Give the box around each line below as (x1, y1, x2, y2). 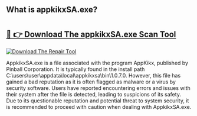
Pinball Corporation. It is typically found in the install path (6, 66, 145, 73)
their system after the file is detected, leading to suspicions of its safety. (6, 91, 182, 98)
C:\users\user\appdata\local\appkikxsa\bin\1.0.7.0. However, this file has (6, 72, 181, 79)
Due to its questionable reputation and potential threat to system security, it (6, 97, 189, 104)
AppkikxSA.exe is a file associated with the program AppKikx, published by (6, 59, 189, 66)
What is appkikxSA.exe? (6, 5, 98, 15)
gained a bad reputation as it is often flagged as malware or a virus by (6, 78, 176, 85)
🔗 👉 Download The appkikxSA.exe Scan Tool (6, 29, 176, 39)
